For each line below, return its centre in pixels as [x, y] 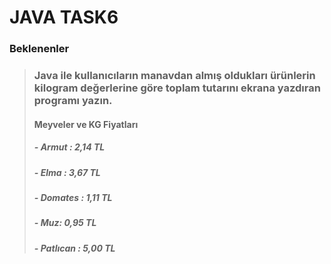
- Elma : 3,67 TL [67, 172]
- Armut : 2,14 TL [69, 147]
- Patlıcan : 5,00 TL [74, 248]
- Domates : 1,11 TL [73, 197]
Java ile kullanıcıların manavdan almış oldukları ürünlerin [174, 76]
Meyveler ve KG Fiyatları [86, 124]
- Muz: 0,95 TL [65, 223]
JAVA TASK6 [64, 17]
